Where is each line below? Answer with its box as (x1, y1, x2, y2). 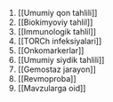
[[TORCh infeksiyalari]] (17, 35, 102, 46)
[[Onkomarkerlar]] (17, 45, 85, 56)
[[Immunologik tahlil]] (17, 27, 96, 36)
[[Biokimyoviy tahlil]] (17, 17, 93, 27)
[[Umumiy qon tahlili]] (17, 8, 98, 18)
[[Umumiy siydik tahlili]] (17, 55, 105, 65)
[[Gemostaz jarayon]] (17, 64, 96, 75)
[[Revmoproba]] (17, 74, 77, 83)
